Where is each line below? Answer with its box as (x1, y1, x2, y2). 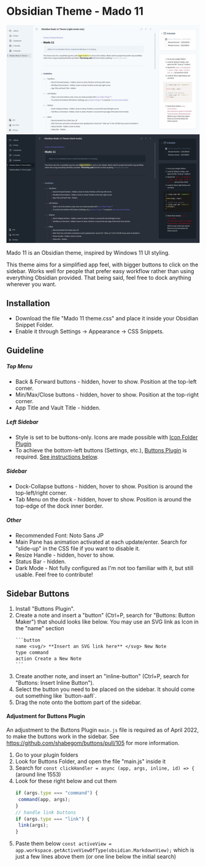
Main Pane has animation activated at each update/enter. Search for (15, 538, 188, 546)
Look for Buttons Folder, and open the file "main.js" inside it (15, 758, 166, 765)
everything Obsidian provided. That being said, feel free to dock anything (6, 274, 191, 281)
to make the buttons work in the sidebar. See (6, 733, 120, 740)
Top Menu (6, 362, 32, 369)
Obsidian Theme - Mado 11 (6, 4, 144, 18)
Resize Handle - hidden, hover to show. (15, 551, 115, 559)
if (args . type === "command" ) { (15, 790, 98, 796)
